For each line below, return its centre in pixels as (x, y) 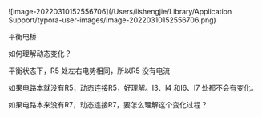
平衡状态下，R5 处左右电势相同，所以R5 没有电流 (89, 71)
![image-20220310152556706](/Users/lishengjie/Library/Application (120, 12)
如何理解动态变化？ (40, 54)
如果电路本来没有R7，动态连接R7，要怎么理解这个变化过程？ (108, 105)
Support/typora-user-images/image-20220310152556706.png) (112, 20)
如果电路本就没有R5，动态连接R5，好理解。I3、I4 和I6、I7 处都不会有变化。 (133, 88)
